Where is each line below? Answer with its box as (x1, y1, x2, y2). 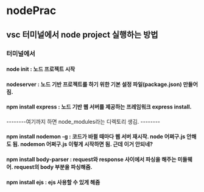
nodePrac (6, 4, 57, 18)
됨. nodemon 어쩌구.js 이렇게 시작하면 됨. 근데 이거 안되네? (12, 141, 153, 148)
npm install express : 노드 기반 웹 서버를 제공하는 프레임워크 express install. (6, 103, 192, 110)
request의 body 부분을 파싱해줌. (14, 163, 93, 171)
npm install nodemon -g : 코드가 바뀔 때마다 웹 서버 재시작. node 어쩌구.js (6, 133, 186, 140)
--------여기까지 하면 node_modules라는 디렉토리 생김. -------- (6, 118, 160, 125)
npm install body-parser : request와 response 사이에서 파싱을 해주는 (6, 156, 177, 163)
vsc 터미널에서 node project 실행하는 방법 (6, 29, 158, 40)
